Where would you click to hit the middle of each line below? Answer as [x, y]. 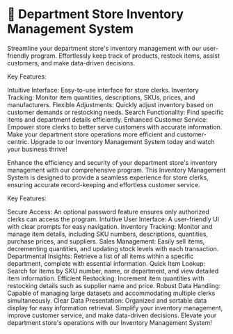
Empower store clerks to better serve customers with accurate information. [115, 127]
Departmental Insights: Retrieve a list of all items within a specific [101, 256]
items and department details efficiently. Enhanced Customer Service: [107, 119]
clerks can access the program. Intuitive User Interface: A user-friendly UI [113, 219]
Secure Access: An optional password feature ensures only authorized [109, 212]
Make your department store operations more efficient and [91, 134]
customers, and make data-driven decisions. [71, 63]
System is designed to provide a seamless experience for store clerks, [108, 177]
